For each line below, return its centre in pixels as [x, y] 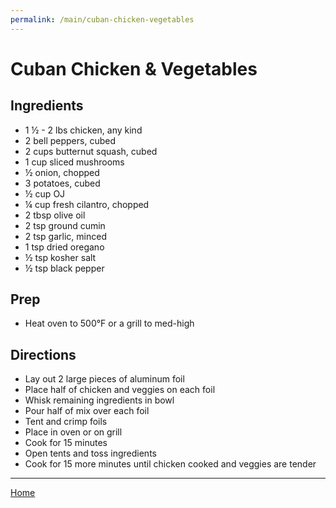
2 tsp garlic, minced [65, 236]
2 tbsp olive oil [55, 215]
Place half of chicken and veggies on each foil [120, 390]
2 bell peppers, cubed [70, 140]
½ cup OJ [45, 193]
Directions [43, 354]
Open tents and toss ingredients [90, 453]
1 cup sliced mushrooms [74, 162]
